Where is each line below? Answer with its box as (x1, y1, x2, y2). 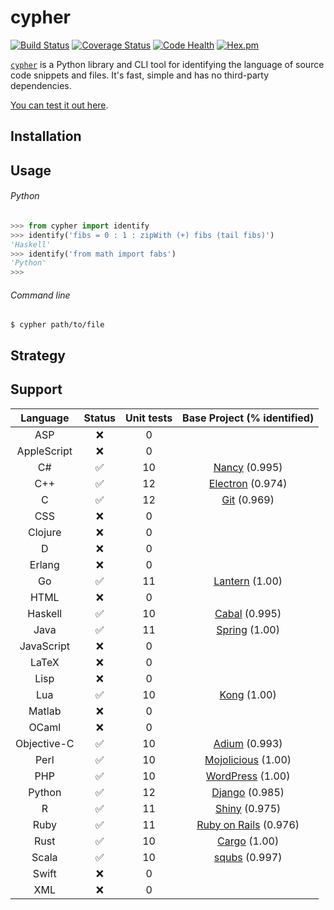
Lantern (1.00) (213, 574, 283, 588)
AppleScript (16, 444, 73, 458)
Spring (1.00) (216, 622, 280, 636)
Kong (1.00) (219, 687, 277, 701)
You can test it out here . (10, 99, 109, 111)
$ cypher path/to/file (10, 320, 105, 330)
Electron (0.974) (208, 476, 288, 490)
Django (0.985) (211, 785, 285, 799)
